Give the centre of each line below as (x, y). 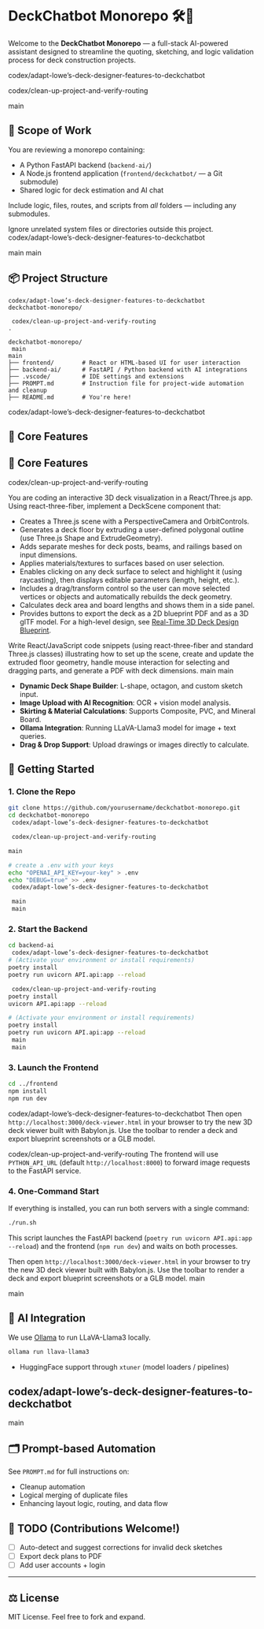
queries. (33, 736)
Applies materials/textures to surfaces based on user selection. (122, 563)
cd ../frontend (33, 1084)
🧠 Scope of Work (50, 130)
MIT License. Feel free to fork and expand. (77, 1616)
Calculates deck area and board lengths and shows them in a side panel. (137, 605)
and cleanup (27, 390)
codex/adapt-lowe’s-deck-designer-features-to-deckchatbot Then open (125, 1113)
